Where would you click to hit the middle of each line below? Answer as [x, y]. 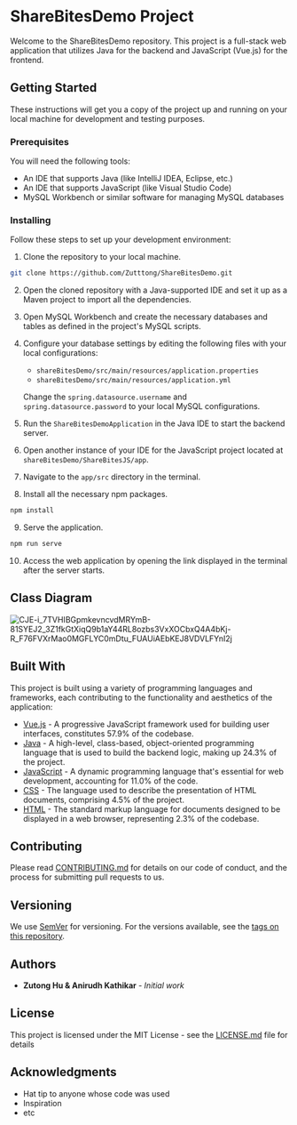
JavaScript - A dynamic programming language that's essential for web [153, 771]
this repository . [38, 936]
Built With [38, 667]
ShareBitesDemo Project [102, 16]
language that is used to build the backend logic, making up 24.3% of [150, 752]
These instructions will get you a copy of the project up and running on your [148, 109]
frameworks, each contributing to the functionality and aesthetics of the [141, 697]
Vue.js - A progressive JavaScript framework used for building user [146, 724]
